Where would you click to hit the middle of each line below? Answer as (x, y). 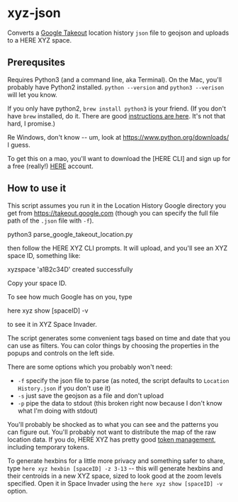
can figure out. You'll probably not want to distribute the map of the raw (112, 432)
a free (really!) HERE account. (50, 166)
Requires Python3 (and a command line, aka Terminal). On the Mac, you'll (114, 79)
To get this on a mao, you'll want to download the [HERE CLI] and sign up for (119, 158)
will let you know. (33, 94)
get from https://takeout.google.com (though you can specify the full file (113, 213)
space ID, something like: (44, 255)
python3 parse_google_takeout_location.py (70, 234)
